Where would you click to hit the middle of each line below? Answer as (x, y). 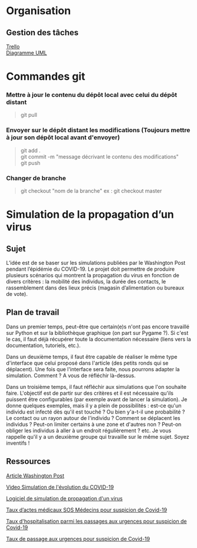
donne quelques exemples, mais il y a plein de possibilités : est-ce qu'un (94, 405)
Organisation (39, 11)
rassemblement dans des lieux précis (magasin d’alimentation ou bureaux (95, 288)
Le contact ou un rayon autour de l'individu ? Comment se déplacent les (93, 418)
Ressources (29, 461)
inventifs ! (18, 443)
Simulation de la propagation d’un (90, 215)
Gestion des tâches (42, 33)
